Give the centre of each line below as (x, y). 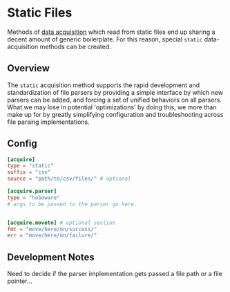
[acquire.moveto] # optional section (61, 223)
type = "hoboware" (33, 198)
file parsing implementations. (48, 122)
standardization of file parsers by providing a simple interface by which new (115, 92)
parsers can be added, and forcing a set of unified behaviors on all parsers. (115, 100)
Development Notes (51, 257)
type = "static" (30, 166)
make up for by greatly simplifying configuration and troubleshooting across (115, 114)
